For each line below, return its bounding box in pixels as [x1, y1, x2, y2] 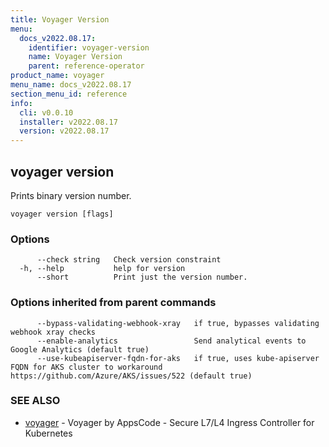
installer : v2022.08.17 [19, 117, 118, 127]
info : [10, 98, 33, 108]
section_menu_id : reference [10, 89, 128, 99]
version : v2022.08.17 [19, 126, 110, 136]
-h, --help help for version [19, 264, 186, 274]
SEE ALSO [10, 394, 61, 408]
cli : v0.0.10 [19, 107, 74, 118]
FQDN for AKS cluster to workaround [10, 362, 163, 372]
